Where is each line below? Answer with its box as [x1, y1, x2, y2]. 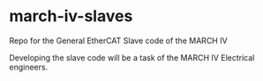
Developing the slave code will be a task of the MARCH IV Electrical [9, 52, 255, 63]
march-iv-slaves [9, 6, 133, 26]
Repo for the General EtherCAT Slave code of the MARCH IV [9, 35, 228, 46]
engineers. [9, 62, 49, 72]
